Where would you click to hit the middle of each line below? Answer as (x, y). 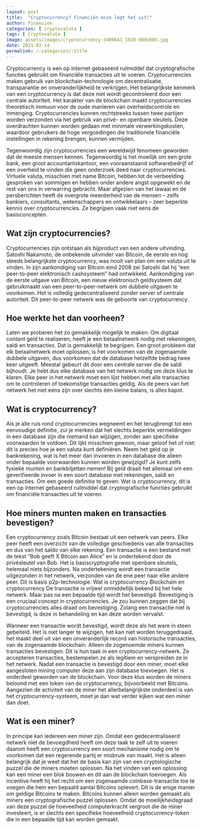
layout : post (23, 12)
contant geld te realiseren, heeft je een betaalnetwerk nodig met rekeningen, (101, 339)
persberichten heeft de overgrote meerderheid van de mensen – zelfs (93, 195)
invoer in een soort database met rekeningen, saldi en (108, 475)
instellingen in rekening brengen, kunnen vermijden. (71, 139)
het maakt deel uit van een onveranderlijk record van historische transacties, (101, 638)
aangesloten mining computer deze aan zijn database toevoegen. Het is (95, 670)
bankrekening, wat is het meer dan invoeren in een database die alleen (94, 456)
